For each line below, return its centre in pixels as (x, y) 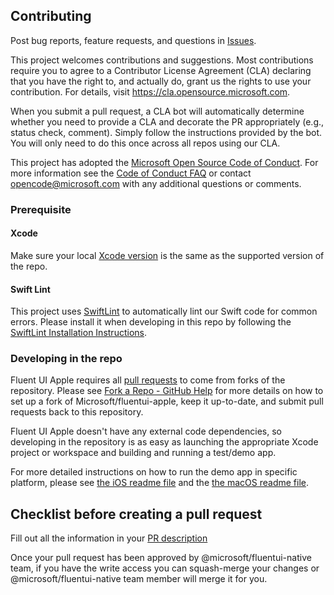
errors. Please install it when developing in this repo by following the (151, 322)
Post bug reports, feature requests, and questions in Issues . (133, 40)
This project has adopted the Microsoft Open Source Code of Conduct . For (164, 162)
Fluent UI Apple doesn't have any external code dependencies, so (146, 431)
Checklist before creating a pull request (136, 514)
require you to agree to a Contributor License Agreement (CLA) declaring (161, 70)
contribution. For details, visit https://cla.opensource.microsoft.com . (150, 91)
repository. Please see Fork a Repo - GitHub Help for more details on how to (167, 391)
